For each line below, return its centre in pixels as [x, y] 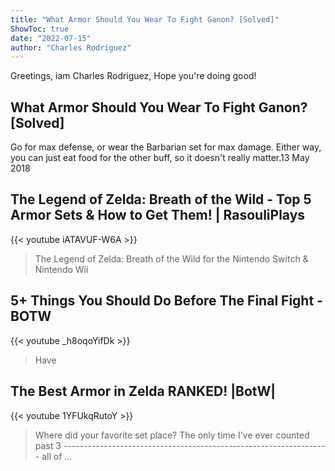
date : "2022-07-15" [51, 38]
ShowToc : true [40, 29]
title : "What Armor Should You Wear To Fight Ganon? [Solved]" [145, 19]
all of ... [57, 456]
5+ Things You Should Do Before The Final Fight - [166, 301]
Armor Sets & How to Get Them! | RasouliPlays [158, 215]
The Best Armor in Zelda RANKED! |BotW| [143, 391]
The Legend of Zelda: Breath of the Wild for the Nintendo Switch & [171, 258]
